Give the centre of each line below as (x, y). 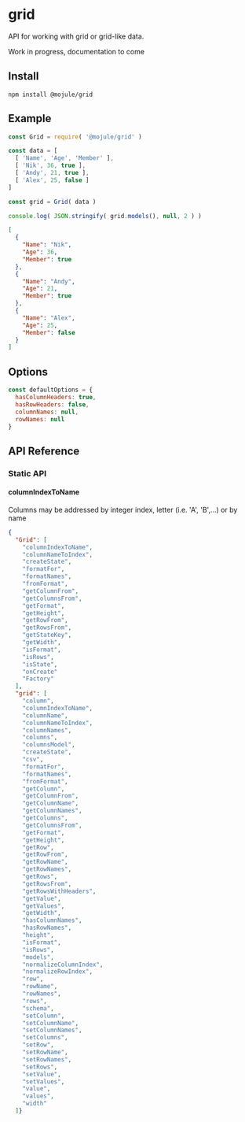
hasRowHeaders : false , (52, 404)
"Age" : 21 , (40, 289)
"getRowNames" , (47, 869)
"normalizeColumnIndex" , (63, 965)
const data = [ (33, 151)
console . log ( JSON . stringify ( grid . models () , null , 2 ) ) (105, 216)
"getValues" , (44, 906)
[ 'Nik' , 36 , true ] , (51, 166)
